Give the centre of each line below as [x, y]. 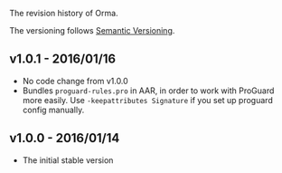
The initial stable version [68, 160]
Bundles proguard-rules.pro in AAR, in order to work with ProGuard [148, 91]
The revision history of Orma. [64, 13]
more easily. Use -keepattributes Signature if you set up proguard [147, 100]
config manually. [53, 110]
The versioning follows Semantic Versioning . [92, 30]
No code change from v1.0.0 [75, 81]
